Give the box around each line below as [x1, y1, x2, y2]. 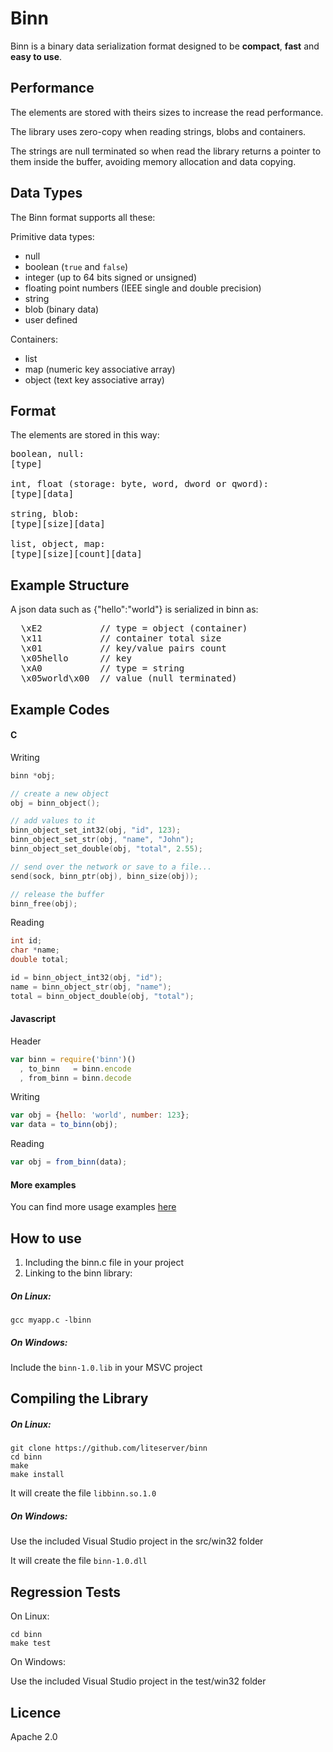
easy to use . [10, 50, 63, 62]
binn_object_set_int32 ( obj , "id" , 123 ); [10, 825, 182, 836]
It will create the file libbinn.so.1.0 [10, 1487, 157, 1499]
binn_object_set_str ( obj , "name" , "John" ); [10, 835, 195, 845]
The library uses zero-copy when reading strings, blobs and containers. [10, 125, 307, 137]
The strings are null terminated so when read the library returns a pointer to [10, 145, 322, 157]
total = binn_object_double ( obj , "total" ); [10, 991, 195, 1001]
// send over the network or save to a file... [10, 862, 213, 872]
